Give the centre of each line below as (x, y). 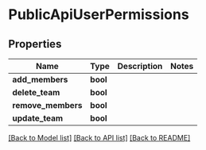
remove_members (47, 105)
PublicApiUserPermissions (99, 15)
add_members (40, 79)
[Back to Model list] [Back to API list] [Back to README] (99, 138)
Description (140, 66)
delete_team (36, 92)
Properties (35, 44)
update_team (38, 118)
